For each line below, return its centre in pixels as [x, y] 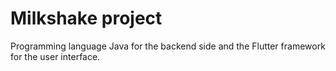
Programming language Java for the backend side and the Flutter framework [168, 46]
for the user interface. [55, 56]
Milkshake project [86, 18]
